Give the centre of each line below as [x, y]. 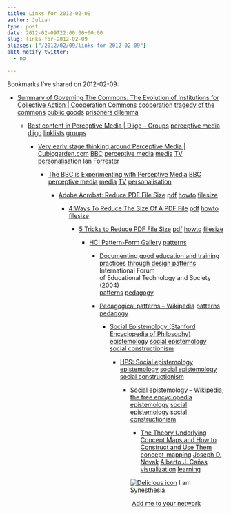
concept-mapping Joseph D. [181, 454]
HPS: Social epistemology [157, 362]
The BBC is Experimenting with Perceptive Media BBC [125, 174]
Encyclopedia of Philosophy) [150, 334]
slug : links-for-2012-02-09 [48, 39]
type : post [23, 26]
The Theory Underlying [173, 433]
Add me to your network [167, 503]
